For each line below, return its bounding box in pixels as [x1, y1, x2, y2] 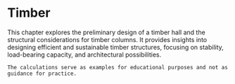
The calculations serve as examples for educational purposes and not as [7, 64, 229, 71]
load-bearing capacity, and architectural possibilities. [7, 50, 162, 59]
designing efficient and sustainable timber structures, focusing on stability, [7, 43, 224, 51]
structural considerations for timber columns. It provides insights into [7, 35, 208, 43]
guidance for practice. [7, 70, 77, 77]
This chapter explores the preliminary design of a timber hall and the [7, 28, 205, 36]
